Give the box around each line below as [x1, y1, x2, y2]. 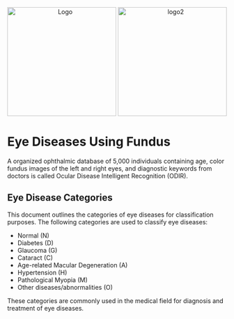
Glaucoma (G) [17, 246, 58, 254]
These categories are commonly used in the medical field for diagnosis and [7, 296, 224, 305]
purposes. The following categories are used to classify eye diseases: [7, 217, 208, 226]
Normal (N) [17, 231, 50, 240]
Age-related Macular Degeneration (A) [17, 260, 128, 269]
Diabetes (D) [17, 238, 54, 247]
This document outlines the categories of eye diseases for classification [7, 210, 214, 219]
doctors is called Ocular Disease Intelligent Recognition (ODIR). [7, 171, 188, 180]
